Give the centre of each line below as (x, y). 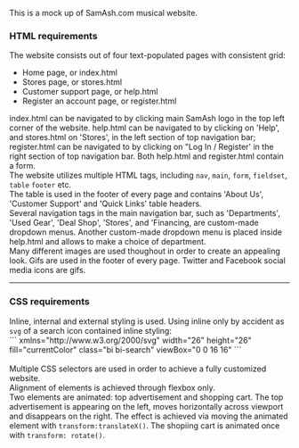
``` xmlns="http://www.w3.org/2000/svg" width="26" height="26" (130, 340)
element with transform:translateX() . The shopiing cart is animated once (145, 425)
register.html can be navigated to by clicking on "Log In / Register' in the (141, 147)
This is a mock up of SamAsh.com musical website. (104, 13)
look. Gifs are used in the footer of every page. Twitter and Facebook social (148, 261)
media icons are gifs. (48, 270)
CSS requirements (50, 302)
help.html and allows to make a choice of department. (108, 242)
